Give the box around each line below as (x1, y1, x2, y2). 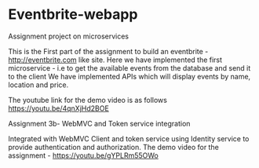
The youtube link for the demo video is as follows (8, 95, 167, 104)
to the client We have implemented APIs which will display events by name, (8, 71, 251, 81)
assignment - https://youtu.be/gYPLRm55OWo (8, 151, 159, 160)
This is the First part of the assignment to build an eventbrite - (8, 46, 209, 56)
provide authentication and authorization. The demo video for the (8, 142, 220, 152)
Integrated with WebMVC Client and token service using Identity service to (8, 133, 250, 143)
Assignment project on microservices (8, 31, 129, 41)
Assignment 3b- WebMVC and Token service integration (8, 119, 191, 128)
